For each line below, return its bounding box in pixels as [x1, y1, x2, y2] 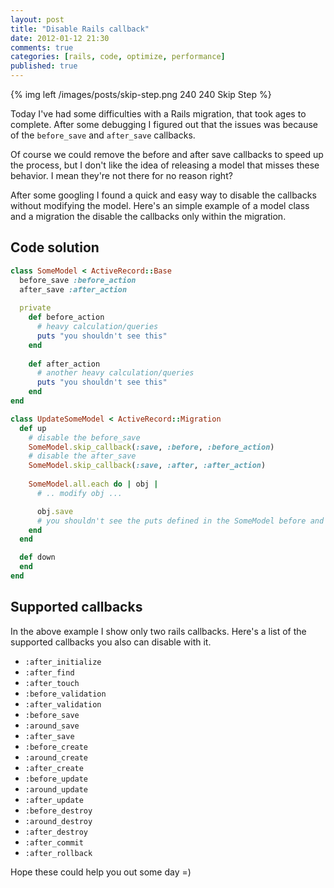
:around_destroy [24, 816, 93, 826]
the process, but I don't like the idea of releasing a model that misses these [10, 159, 320, 171]
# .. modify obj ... [36, 488, 123, 498]
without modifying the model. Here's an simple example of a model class [10, 200, 310, 211]
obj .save [36, 506, 74, 516]
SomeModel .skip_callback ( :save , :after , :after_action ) [28, 461, 267, 471]
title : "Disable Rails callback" [10, 24, 150, 34]
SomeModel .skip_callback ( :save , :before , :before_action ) [28, 442, 275, 452]
